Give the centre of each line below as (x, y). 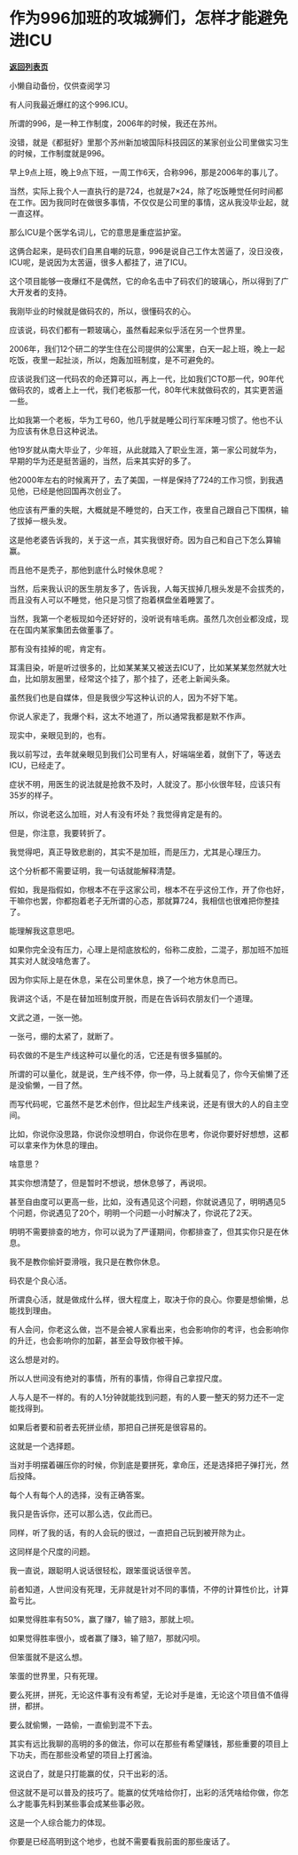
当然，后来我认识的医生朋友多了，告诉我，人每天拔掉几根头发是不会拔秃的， (149, 588)
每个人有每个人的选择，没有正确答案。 (79, 1494)
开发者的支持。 (44, 292)
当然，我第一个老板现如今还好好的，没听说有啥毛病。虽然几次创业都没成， (145, 618)
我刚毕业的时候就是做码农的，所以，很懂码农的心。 (102, 311)
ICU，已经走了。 (39, 765)
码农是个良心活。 (40, 1280)
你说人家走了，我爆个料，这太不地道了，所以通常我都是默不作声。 (129, 716)
